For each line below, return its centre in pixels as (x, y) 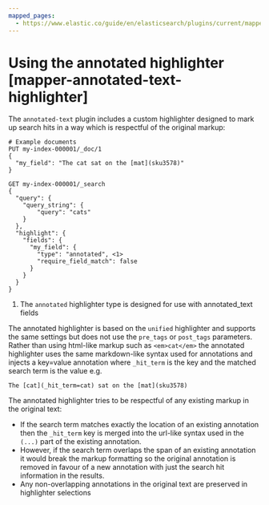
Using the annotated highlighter (116, 63)
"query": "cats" (64, 212)
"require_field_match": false (87, 261)
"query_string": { (53, 205)
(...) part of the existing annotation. (80, 442)
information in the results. (62, 476)
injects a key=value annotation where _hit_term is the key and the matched (132, 362)
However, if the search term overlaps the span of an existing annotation (138, 450)
